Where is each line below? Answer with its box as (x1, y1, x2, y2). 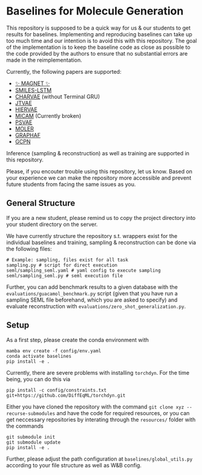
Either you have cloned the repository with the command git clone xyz (6, 403, 184, 410)
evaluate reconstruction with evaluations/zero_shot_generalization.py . (6, 302, 186, 309)
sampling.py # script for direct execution (6, 262, 118, 268)
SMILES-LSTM (15, 86, 52, 94)
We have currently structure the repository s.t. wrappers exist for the (6, 232, 178, 239)
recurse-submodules (6, 410, 56, 416)
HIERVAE (15, 106, 37, 113)
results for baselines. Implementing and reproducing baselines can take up (6, 30, 192, 37)
